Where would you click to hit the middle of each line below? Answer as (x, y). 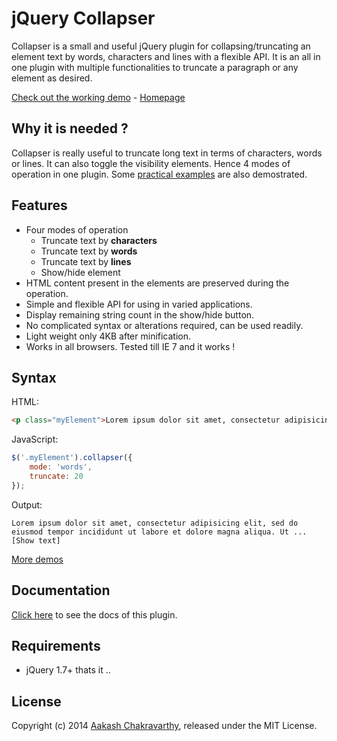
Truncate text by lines (86, 261)
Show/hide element (80, 272)
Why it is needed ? (70, 128)
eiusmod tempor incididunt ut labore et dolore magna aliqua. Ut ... (159, 532)
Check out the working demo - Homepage (98, 97)
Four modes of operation (77, 229)
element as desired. (52, 78)
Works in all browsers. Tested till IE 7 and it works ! (130, 346)
